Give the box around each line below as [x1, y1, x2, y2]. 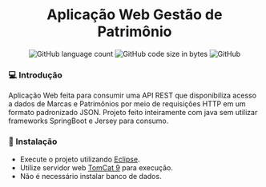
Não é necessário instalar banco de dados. [19, 171, 162, 181]
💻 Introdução [8, 70, 62, 81]
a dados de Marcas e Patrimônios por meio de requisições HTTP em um [8, 99, 246, 109]
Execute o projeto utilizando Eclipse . [19, 154, 140, 164]
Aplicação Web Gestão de [46, 6, 223, 24]
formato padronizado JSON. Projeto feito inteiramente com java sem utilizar [8, 108, 258, 117]
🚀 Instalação [8, 136, 58, 147]
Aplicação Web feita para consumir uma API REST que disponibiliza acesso [8, 90, 257, 101]
